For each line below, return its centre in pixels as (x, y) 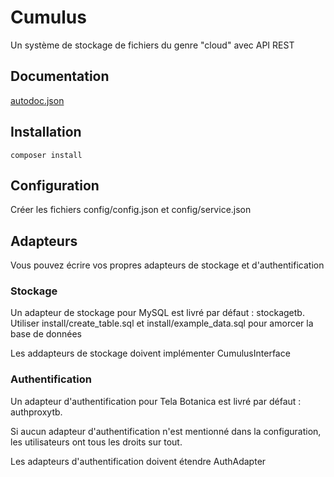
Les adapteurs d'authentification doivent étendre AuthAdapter (138, 461)
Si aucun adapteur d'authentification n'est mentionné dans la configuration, (166, 431)
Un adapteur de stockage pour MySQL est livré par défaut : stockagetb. (157, 313)
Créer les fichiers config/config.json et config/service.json (131, 210)
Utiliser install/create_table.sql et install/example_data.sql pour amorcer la (162, 323)
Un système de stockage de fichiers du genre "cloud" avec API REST (152, 45)
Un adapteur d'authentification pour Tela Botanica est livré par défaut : (156, 401)
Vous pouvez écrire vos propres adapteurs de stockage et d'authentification (167, 265)
